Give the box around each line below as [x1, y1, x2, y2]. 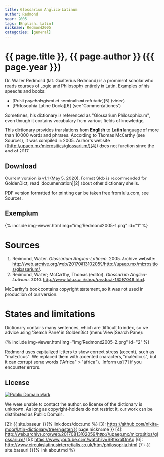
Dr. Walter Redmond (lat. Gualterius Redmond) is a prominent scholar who [5, 77, 154, 83]
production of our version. [5, 291, 58, 297]
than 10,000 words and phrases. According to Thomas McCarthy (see [5, 132, 145, 138]
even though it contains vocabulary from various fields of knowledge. [5, 117, 145, 123]
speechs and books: [5, 88, 46, 94]
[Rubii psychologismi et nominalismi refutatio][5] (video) [12, 98, 125, 103]
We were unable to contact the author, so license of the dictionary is [5, 401, 143, 407]
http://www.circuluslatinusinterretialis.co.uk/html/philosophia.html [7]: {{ [5, 442, 150, 448]
